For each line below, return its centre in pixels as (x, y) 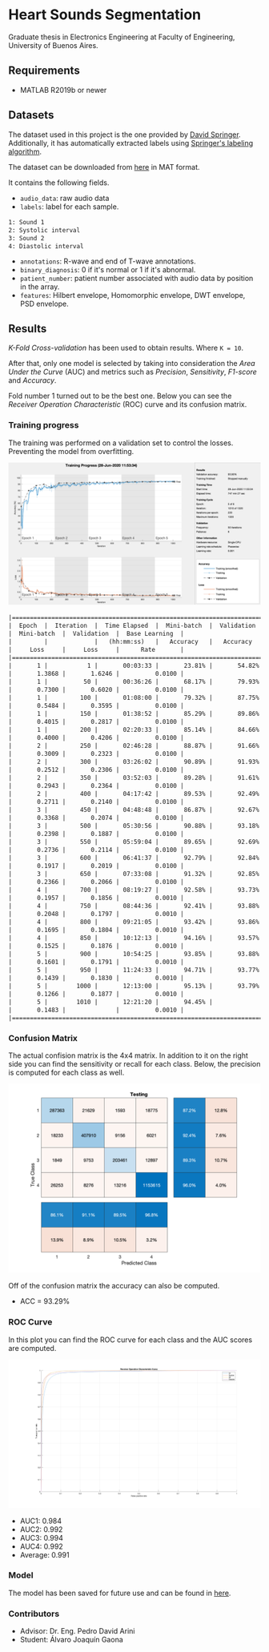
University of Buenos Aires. (53, 45)
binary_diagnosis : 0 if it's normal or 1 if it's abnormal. (108, 269)
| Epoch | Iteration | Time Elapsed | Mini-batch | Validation (132, 626)
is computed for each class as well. (66, 1073)
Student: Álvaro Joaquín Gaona (72, 1640)
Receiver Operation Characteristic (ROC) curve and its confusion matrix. (128, 404)
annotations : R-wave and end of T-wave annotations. (108, 261)
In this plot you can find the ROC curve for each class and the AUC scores (130, 1340)
